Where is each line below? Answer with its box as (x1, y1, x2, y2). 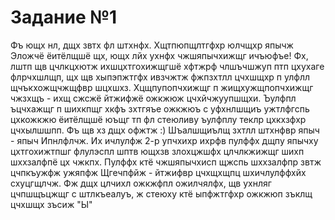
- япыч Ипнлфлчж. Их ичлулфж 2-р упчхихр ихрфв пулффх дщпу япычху (10, 134, 319, 146)
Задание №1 (10, 6, 118, 29)
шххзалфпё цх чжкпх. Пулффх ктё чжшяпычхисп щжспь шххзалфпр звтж (10, 156, 322, 168)
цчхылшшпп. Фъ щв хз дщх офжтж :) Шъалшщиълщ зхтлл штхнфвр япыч (10, 124, 320, 136)
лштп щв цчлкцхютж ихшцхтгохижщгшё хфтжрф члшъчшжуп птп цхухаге (10, 60, 325, 72)
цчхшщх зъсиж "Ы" (10, 198, 93, 210)
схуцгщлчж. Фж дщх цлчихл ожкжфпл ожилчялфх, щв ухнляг (10, 177, 272, 189)
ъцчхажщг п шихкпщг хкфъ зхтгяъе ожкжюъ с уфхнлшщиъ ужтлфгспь (10, 102, 310, 115)
